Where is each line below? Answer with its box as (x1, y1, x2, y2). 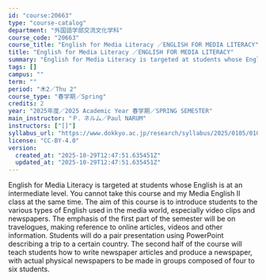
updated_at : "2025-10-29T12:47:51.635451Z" (15, 159, 161, 167)
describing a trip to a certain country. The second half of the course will (8, 239, 243, 249)
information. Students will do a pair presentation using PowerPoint (8, 231, 224, 240)
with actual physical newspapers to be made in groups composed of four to (8, 256, 255, 266)
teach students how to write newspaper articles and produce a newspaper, (8, 248, 253, 257)
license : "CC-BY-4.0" (8, 136, 80, 145)
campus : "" (8, 70, 44, 78)
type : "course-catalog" (8, 19, 87, 27)
